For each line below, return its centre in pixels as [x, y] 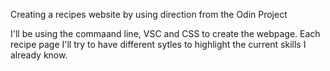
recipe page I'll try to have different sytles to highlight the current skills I [158, 44]
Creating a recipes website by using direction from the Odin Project [149, 14]
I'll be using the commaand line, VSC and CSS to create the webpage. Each [165, 33]
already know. [39, 55]
